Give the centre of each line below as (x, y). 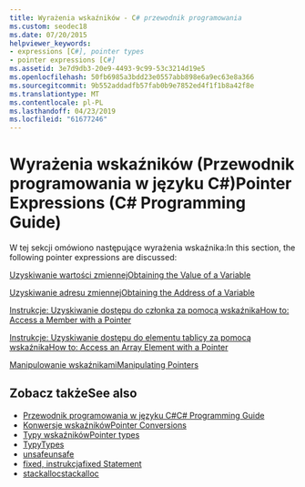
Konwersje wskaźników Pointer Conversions (104, 425)
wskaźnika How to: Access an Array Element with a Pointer (119, 348)
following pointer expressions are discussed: (93, 258)
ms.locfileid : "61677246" (58, 119)
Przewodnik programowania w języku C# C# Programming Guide (143, 415)
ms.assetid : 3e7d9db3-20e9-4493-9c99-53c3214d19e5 (107, 69)
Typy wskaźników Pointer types (81, 434)
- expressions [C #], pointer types (77, 52)
